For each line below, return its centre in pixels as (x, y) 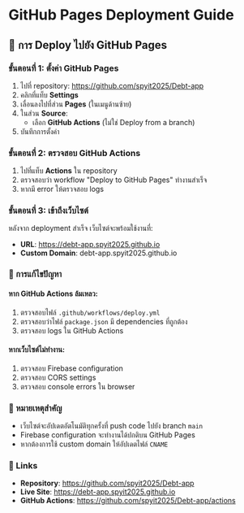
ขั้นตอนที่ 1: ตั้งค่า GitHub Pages (64, 68)
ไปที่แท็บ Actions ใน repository (68, 171)
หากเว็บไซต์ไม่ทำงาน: (36, 350)
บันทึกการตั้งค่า (40, 131)
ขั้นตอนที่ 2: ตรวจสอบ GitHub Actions (75, 153)
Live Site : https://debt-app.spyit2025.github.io (98, 492)
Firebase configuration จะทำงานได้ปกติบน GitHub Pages (108, 435)
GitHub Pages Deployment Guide (121, 15)
